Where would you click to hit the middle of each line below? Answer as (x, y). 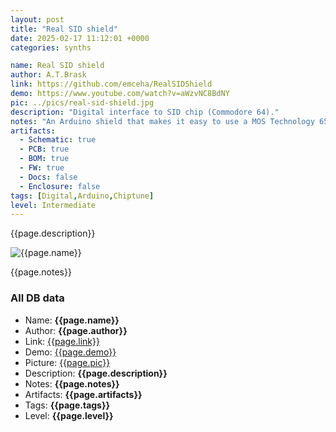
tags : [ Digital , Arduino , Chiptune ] (82, 196)
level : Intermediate (53, 205)
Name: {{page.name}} (72, 320)
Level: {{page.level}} (69, 415)
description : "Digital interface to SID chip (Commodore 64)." (145, 112)
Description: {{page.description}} (96, 373)
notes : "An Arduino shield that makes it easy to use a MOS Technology (162, 121)
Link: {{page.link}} (62, 341)
